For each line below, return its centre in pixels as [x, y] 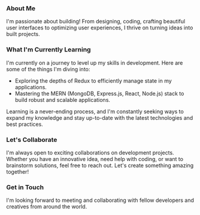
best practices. [25, 124]
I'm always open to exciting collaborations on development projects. [90, 152]
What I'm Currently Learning [49, 50]
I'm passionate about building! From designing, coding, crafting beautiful [96, 22]
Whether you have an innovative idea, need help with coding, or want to [95, 159]
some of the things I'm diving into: [48, 69]
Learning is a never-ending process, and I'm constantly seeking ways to [95, 111]
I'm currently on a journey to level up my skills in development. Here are [95, 63]
